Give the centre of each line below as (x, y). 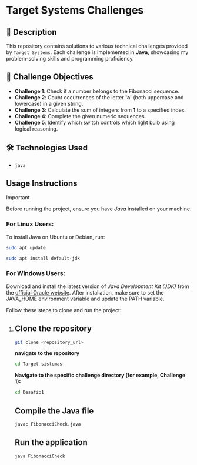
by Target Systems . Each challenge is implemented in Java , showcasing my (97, 52)
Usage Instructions (42, 184)
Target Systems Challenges (75, 10)
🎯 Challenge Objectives (50, 77)
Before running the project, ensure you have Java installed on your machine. (99, 209)
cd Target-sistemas (39, 364)
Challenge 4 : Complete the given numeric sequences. (80, 116)
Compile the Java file (54, 411)
